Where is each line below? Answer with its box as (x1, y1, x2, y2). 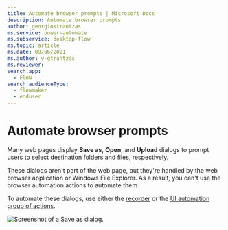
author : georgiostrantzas (7, 23, 81, 30)
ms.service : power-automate (7, 29, 88, 36)
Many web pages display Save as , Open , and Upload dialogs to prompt (7, 145, 209, 154)
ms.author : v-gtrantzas (7, 55, 76, 62)
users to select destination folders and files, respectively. (7, 153, 169, 161)
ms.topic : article (7, 42, 60, 49)
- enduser (13, 94, 41, 101)
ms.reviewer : (7, 61, 45, 68)
